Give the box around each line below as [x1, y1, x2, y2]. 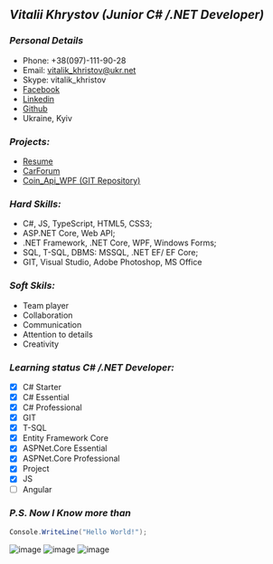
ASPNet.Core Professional [22, 453, 120, 464]
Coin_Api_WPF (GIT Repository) [22, 175, 141, 186]
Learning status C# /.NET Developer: [9, 361, 174, 374]
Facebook [22, 83, 61, 94]
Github [22, 103, 48, 114]
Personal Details [9, 34, 84, 47]
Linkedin [22, 93, 55, 104]
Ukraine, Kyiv [22, 112, 72, 123]
